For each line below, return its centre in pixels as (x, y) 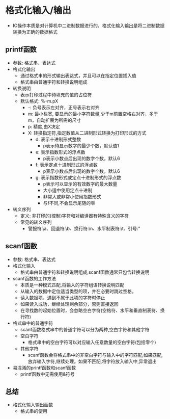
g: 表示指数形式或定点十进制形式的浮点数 (78, 177)
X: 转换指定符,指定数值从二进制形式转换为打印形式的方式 (87, 133)
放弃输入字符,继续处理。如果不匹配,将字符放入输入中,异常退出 (92, 361)
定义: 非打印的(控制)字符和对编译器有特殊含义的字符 (74, 216)
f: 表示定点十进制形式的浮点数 (67, 165)
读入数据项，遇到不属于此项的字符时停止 (63, 297)
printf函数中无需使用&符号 (47, 374)
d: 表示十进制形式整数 (58, 139)
